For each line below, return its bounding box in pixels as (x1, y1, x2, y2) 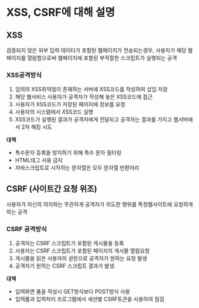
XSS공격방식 (6, 71, 42, 79)
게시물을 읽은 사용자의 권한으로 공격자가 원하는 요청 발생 (14, 255, 148, 262)
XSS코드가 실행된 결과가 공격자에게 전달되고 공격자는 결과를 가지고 (14, 116, 172, 123)
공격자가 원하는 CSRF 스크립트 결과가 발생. (14, 262, 116, 269)
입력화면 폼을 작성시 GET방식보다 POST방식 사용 (14, 288, 130, 295)
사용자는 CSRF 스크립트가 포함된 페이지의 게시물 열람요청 (14, 247, 150, 254)
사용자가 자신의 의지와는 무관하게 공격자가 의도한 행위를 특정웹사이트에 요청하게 (6, 201, 194, 208)
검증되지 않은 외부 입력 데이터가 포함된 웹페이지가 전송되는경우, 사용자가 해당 (6, 47, 187, 54)
